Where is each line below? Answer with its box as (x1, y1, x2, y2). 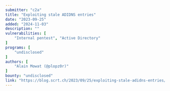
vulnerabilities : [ (5, 31, 47, 36)
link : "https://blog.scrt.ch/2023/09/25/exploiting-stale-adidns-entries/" (5, 78, 168, 83)
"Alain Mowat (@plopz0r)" (14, 64, 69, 69)
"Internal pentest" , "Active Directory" (14, 36, 101, 41)
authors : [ (5, 59, 28, 64)
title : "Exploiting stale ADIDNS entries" (5, 12, 96, 17)
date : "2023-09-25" (5, 17, 47, 22)
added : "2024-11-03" (5, 21, 49, 27)
